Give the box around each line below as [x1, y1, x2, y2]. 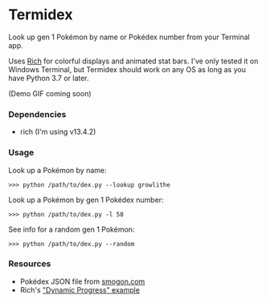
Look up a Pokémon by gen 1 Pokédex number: [8, 195, 164, 204]
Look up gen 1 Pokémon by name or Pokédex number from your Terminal [8, 32, 251, 42]
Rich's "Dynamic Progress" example [19, 285, 141, 294]
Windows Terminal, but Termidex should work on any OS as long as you [8, 64, 247, 74]
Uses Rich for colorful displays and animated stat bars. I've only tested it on [8, 56, 259, 66]
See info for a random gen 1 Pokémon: [8, 224, 135, 234]
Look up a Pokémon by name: [8, 165, 107, 175]
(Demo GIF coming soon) [8, 88, 92, 98]
